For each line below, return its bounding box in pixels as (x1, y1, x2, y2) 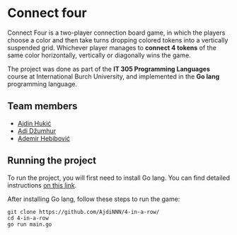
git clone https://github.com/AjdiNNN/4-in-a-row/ (7, 208, 160, 215)
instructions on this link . (7, 180, 77, 189)
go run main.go (7, 221, 52, 228)
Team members (7, 101, 78, 113)
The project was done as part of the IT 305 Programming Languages (7, 64, 211, 73)
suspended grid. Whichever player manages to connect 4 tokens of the (7, 43, 217, 52)
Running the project (7, 154, 97, 167)
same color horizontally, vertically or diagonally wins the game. (7, 51, 191, 59)
